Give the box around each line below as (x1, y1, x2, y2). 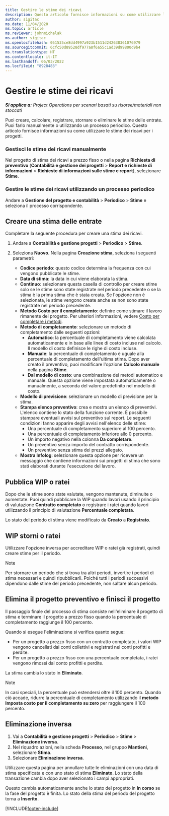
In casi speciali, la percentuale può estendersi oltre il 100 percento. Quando (5, 689, 161, 695)
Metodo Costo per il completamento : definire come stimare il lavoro (20, 308, 162, 314)
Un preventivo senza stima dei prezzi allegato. (27, 447, 123, 453)
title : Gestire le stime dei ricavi (5, 7, 82, 13)
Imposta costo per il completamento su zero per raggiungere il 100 (5, 700, 146, 706)
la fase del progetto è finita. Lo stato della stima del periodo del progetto (5, 790, 155, 796)
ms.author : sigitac (5, 36, 46, 41)
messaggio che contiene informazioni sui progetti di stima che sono (20, 458, 161, 464)
